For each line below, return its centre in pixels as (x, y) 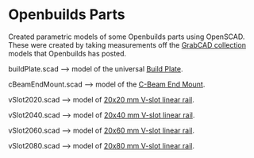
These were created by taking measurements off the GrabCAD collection (127, 44)
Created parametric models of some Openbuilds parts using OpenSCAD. (127, 37)
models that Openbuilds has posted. (67, 53)
